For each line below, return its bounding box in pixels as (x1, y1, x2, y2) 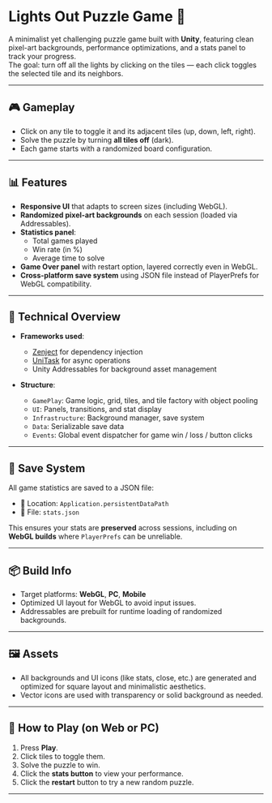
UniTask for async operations (32, 356, 131, 366)
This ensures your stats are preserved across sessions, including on (8, 523, 237, 533)
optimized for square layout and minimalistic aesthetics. (19, 681, 206, 691)
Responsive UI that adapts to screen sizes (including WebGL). (19, 201, 228, 211)
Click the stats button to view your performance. (19, 768, 184, 778)
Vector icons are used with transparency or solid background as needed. (19, 689, 264, 700)
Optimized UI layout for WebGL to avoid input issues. (19, 598, 197, 608)
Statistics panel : (19, 227, 77, 237)
